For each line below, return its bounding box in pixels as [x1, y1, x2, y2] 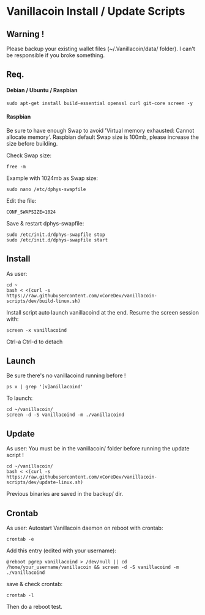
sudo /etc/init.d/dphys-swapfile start [6, 237, 108, 243]
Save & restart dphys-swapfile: [6, 219, 84, 227]
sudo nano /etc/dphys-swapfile [6, 186, 86, 192]
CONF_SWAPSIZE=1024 [6, 209, 56, 215]
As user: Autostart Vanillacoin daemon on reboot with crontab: [6, 524, 163, 532]
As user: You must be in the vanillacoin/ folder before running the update [6, 445, 190, 452]
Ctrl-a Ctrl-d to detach [6, 338, 63, 345]
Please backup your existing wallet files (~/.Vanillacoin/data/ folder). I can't [6, 45, 196, 52]
